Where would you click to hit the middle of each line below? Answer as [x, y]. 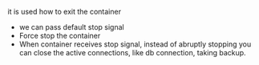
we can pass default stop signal [72, 27]
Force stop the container [60, 36]
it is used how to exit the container [65, 12]
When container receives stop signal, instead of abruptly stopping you [135, 44]
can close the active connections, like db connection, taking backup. [132, 53]
